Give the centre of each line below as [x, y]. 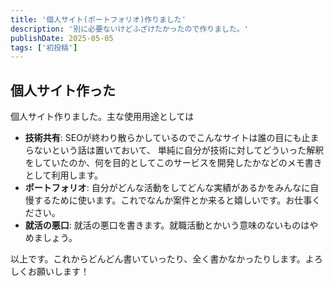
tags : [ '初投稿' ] [44, 47]
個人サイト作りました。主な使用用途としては [102, 117]
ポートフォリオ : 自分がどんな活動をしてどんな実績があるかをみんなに [167, 188]
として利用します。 [63, 175]
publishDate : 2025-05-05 [62, 38]
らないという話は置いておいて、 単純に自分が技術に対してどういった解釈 [174, 150]
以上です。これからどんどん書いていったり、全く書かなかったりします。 [158, 259]
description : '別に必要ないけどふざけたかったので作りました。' [129, 29]
